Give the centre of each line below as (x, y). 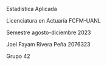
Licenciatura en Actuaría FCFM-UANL (54, 20)
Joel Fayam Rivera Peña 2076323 (48, 44)
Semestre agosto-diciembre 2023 (49, 32)
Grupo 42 (18, 56)
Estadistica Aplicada (32, 9)
